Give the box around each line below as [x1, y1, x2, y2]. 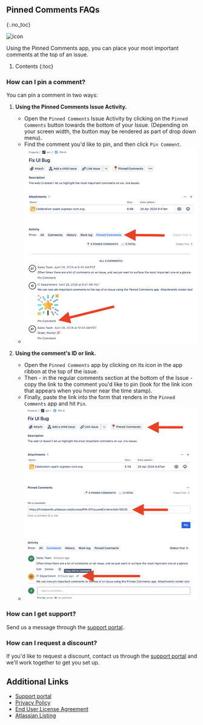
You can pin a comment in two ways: [6, 91, 98, 99]
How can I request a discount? [6, 638, 98, 647]
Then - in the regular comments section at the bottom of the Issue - [24, 374, 193, 381]
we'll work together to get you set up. [6, 659, 100, 666]
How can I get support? [6, 610, 76, 618]
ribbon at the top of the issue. [24, 368, 98, 375]
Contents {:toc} [15, 62, 53, 70]
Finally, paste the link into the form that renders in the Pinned [24, 393, 176, 400]
